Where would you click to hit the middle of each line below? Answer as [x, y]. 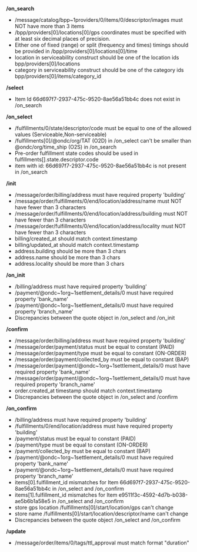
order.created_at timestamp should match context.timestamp [89, 391]
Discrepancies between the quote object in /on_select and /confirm [96, 397]
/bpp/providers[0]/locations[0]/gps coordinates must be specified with [100, 32]
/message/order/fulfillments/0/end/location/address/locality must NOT [100, 226]
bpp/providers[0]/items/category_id [58, 76]
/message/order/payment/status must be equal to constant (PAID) [94, 347]
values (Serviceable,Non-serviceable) [61, 134]
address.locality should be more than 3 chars [69, 264]
